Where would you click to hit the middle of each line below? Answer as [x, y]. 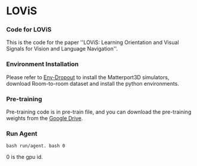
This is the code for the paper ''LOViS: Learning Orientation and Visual [93, 42]
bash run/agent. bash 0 [36, 146]
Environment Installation [42, 64]
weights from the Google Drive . [45, 118]
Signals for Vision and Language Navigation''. [62, 49]
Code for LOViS [29, 30]
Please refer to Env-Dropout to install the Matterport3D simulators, [88, 77]
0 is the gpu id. [24, 157]
